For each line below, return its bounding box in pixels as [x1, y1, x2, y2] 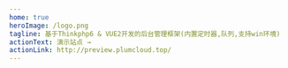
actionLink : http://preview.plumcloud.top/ [9, 46, 172, 55]
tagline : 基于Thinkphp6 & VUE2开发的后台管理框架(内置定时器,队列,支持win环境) [9, 29, 281, 38]
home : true [9, 12, 49, 22]
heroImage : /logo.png [9, 21, 89, 30]
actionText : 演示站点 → [9, 37, 91, 47]
